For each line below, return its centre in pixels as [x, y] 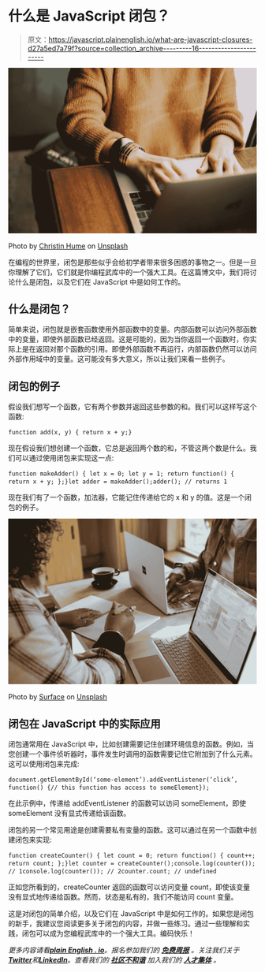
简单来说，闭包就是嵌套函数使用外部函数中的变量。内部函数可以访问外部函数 [132, 330]
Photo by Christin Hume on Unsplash [68, 246]
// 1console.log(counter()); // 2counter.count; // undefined [112, 872]
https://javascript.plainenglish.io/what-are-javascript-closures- [151, 39]
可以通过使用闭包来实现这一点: [64, 458]
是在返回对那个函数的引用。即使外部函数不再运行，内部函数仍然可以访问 [139, 349]
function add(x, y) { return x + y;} [70, 433]
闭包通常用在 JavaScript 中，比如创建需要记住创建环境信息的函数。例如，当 [131, 744]
